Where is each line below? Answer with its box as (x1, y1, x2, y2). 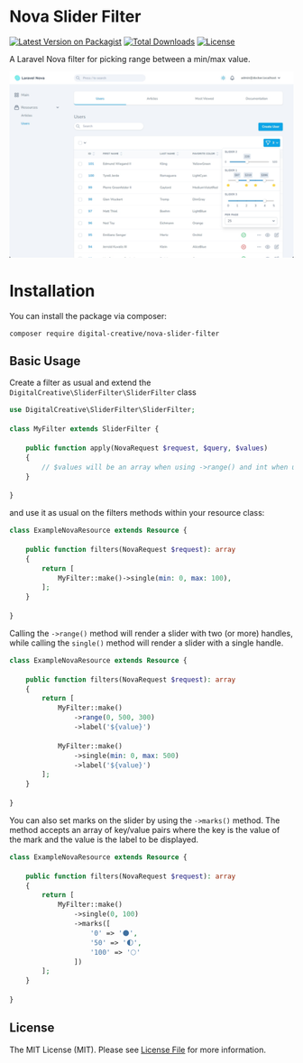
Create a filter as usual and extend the (9, 377, 151, 389)
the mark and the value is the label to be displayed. (9, 834, 198, 845)
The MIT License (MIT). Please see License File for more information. (9, 1044, 266, 1055)
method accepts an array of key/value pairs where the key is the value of (9, 824, 280, 835)
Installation (9, 280, 96, 301)
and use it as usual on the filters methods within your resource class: (9, 508, 265, 518)
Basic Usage (9, 353, 81, 369)
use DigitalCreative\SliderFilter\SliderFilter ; (9, 406, 196, 415)
